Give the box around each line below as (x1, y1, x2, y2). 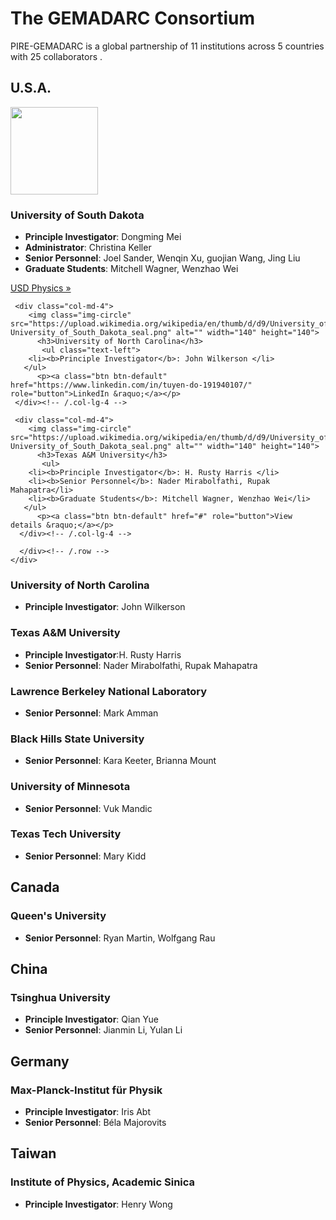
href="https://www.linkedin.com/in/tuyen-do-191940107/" (10, 380, 253, 391)
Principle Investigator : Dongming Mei (24, 231, 182, 243)
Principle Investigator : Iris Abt (24, 1105, 152, 1117)
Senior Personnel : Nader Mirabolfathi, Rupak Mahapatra (24, 659, 258, 671)
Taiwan (10, 1145, 57, 1162)
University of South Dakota (10, 208, 145, 222)
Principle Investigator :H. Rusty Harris (24, 648, 182, 661)
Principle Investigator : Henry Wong (24, 1198, 173, 1210)
